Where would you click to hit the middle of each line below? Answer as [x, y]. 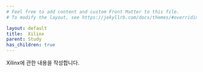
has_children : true [31, 45]
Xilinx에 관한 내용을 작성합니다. [43, 63]
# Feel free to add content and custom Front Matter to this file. [93, 12]
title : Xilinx [25, 34]
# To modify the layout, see [43, 17]
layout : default [27, 28]
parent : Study [24, 40]
